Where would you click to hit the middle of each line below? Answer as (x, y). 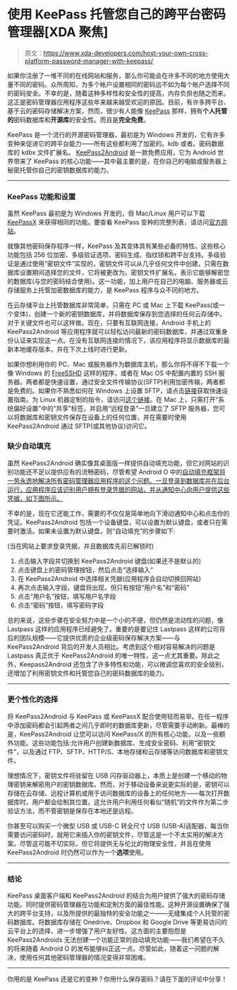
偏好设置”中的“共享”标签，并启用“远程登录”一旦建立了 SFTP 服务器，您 (116, 408)
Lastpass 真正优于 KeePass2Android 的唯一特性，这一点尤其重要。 (105, 655)
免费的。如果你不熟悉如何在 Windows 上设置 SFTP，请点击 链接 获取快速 (117, 391)
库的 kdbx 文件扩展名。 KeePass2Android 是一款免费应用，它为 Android (112, 152)
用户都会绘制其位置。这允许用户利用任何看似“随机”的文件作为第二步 (130, 801)
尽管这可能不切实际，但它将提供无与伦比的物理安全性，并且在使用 (115, 843)
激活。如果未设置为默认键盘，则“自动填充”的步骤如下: (97, 531)
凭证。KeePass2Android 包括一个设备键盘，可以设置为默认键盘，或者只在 (115, 522)
